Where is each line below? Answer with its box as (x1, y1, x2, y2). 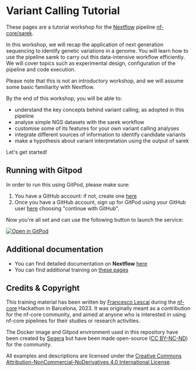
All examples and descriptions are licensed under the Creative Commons (6, 352, 182, 359)
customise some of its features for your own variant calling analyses (14, 125, 180, 132)
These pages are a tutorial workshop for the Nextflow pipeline (6, 23, 156, 30)
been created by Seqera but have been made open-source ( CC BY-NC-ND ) (6, 335, 188, 342)
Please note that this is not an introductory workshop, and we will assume (6, 77, 184, 84)
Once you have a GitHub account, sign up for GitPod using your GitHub (14, 198, 186, 205)
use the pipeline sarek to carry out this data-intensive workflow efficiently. (6, 53, 185, 60)
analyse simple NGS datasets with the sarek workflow (14, 118, 145, 125)
